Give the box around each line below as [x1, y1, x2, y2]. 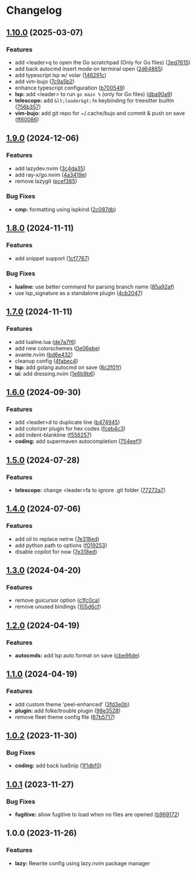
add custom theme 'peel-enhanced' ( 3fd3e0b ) [14, 700, 130, 708]
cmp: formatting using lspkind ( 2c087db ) [14, 205, 117, 213]
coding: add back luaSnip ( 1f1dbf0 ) [14, 762, 102, 769]
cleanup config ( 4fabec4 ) [14, 357, 79, 364]
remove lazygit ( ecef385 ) [14, 177, 78, 185]
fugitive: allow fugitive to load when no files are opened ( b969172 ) [14, 811, 180, 818]
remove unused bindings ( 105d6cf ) [14, 603, 102, 610]
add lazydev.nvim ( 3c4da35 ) [14, 165, 85, 172]
